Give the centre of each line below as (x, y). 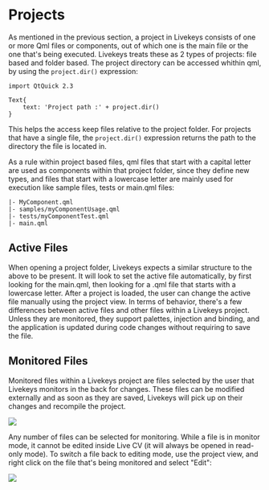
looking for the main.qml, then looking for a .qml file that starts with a (122, 284)
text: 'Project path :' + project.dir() (91, 107)
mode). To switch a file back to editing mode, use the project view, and (141, 454)
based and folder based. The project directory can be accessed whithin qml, (135, 63)
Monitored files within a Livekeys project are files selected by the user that (131, 381)
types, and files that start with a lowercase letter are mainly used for (121, 179)
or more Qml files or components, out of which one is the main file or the (128, 45)
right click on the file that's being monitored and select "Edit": (110, 462)
